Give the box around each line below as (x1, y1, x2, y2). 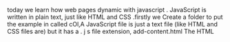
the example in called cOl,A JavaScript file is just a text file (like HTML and (7, 20, 218, 28)
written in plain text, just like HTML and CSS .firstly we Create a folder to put (7, 13, 223, 21)
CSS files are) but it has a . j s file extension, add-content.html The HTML (7, 27, 215, 35)
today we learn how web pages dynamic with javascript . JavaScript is (7, 6, 207, 14)
